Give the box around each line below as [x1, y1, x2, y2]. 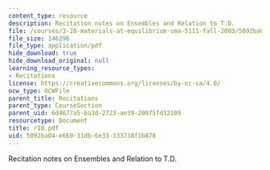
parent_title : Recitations [8, 94, 99, 102]
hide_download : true [8, 49, 78, 57]
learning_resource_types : [8, 64, 95, 73]
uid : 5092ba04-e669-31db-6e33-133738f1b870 [8, 131, 157, 139]
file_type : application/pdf [8, 42, 103, 50]
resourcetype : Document [8, 117, 88, 125]
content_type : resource [8, 11, 88, 20]
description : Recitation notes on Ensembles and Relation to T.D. [8, 19, 235, 27]
